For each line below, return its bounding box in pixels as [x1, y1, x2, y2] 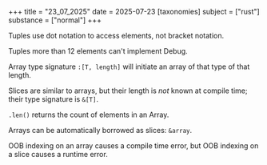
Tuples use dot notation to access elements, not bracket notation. [8, 31, 225, 40]
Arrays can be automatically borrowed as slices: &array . [8, 126, 193, 135]
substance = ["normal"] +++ [8, 15, 102, 25]
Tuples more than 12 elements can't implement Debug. [8, 46, 188, 55]
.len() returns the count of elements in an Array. [8, 110, 169, 119]
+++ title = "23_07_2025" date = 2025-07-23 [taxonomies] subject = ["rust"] [8, 7, 260, 16]
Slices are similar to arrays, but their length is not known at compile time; [8, 86, 248, 95]
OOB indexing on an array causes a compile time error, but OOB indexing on [8, 141, 259, 151]
